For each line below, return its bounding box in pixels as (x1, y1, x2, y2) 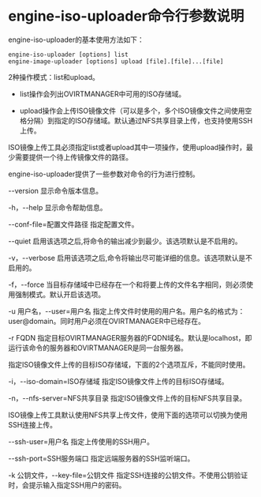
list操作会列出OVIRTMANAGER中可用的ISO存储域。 (19, 88, 186, 99)
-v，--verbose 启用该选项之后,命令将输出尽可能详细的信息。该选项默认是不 (8, 253, 252, 262)
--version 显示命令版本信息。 (8, 186, 103, 195)
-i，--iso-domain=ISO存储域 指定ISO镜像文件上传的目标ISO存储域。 (8, 376, 229, 386)
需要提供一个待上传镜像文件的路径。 (14, 152, 132, 162)
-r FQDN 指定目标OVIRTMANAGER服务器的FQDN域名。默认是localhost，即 (8, 333, 252, 342)
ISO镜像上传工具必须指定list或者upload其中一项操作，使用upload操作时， (8, 142, 247, 152)
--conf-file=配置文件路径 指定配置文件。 (8, 219, 140, 229)
